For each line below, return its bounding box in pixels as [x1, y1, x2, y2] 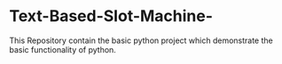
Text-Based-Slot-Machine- [9, 6, 214, 26]
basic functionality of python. [9, 44, 117, 54]
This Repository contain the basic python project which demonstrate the [9, 35, 273, 46]
